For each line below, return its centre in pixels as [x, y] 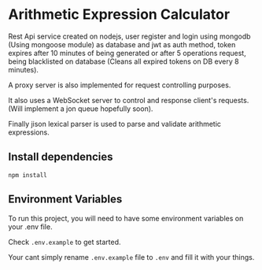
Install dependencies [61, 157]
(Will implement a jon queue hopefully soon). [81, 109]
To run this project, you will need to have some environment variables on [126, 218]
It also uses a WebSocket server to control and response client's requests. [129, 100]
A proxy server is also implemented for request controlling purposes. [120, 85]
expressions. [29, 132]
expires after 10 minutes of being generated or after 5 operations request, [127, 53]
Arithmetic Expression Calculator [119, 15]
